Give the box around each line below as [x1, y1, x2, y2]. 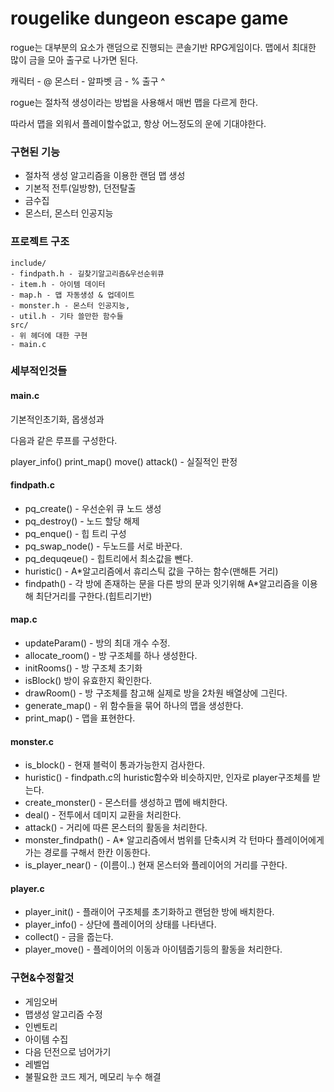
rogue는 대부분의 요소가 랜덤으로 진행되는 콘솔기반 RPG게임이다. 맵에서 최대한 [10, 41, 317, 53]
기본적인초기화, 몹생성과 [10, 413, 105, 425]
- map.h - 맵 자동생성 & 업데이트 [10, 290, 135, 300]
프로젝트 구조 [10, 235, 70, 249]
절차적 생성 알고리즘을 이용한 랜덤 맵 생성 [24, 170, 186, 182]
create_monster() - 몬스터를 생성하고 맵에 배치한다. [24, 797, 228, 809]
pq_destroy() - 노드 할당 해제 [24, 515, 140, 527]
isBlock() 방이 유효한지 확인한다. [24, 675, 153, 687]
